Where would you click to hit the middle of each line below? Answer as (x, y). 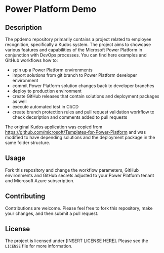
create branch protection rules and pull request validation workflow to (83, 112)
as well (20, 101)
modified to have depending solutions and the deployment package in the (80, 137)
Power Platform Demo (51, 9)
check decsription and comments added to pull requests (70, 117)
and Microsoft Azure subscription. (40, 180)
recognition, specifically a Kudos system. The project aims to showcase (78, 45)
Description (23, 27)
